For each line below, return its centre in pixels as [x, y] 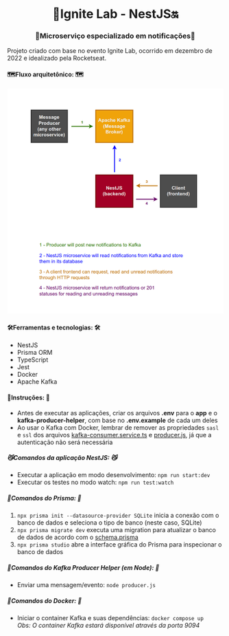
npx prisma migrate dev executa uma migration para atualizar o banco [116, 530]
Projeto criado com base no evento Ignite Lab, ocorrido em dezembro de [110, 51]
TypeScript [33, 360]
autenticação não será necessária [65, 442]
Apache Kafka [37, 382]
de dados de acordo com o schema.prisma [77, 537]
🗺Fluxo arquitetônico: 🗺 [45, 74]
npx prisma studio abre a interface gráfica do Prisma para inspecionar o [119, 545]
